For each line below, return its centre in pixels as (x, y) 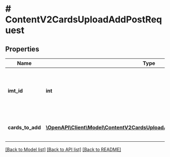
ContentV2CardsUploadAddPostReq (84, 19)
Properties (22, 49)
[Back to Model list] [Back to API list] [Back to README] (63, 149)
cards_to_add (25, 127)
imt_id (15, 91)
